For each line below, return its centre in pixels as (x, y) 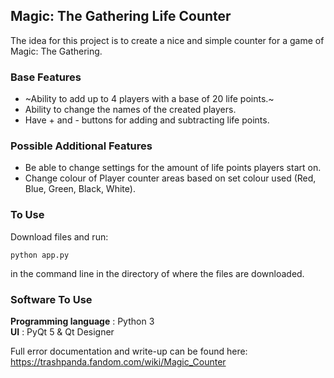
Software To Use (51, 299)
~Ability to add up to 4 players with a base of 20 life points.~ (149, 99)
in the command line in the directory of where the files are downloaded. (157, 273)
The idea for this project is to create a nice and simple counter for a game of (167, 40)
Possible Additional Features (81, 146)
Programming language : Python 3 (82, 321)
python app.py (40, 255)
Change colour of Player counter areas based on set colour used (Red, (170, 178)
